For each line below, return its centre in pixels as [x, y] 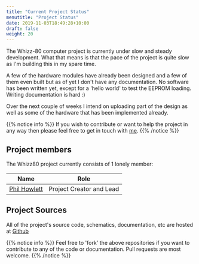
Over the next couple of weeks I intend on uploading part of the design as [97, 106]
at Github [17, 231]
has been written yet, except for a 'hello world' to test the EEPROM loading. [99, 88]
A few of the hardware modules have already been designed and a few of [97, 76]
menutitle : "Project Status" [42, 17]
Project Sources [37, 210]
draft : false [22, 28]
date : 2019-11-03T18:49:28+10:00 [48, 23]
